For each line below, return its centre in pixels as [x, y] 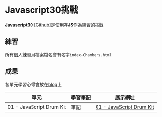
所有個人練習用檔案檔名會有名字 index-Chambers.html [59, 54]
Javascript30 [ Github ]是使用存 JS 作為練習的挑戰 [54, 25]
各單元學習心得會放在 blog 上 [33, 84]
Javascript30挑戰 [42, 10]
